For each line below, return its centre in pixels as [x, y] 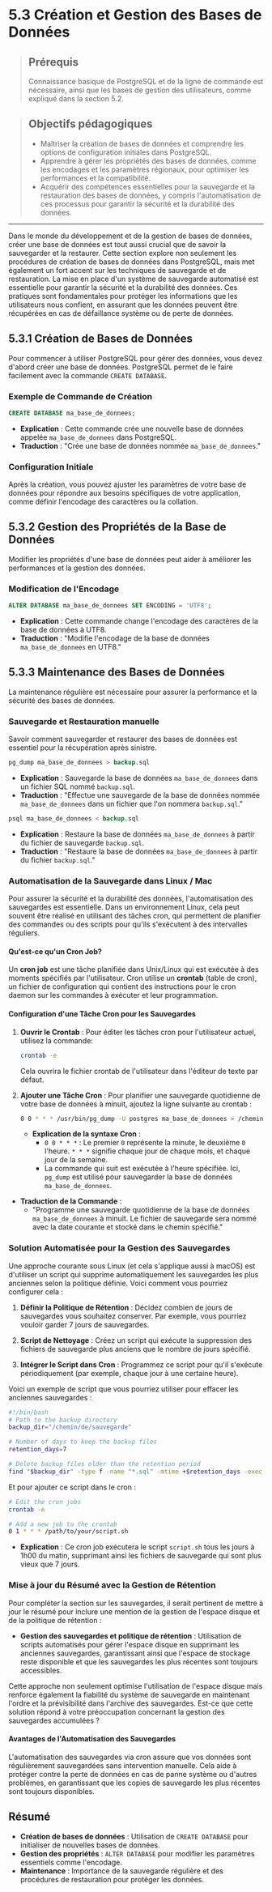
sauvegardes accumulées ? [54, 1720]
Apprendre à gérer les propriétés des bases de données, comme [148, 160]
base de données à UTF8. [63, 630]
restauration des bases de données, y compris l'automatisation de [151, 195]
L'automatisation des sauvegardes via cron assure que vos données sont [130, 1757]
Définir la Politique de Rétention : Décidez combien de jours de [126, 1307]
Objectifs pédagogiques [90, 124]
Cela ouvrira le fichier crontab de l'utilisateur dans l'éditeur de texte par [139, 1071]
